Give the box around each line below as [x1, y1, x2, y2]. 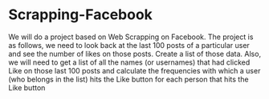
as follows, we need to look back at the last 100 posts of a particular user [8, 40, 251, 49]
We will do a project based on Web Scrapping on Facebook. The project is [8, 32, 254, 42]
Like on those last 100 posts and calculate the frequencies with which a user [8, 65, 261, 75]
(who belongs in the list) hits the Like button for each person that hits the [8, 74, 249, 84]
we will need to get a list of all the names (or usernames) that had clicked [8, 57, 251, 67]
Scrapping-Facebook [8, 6, 153, 24]
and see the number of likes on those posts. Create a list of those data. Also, [8, 49, 262, 58]
